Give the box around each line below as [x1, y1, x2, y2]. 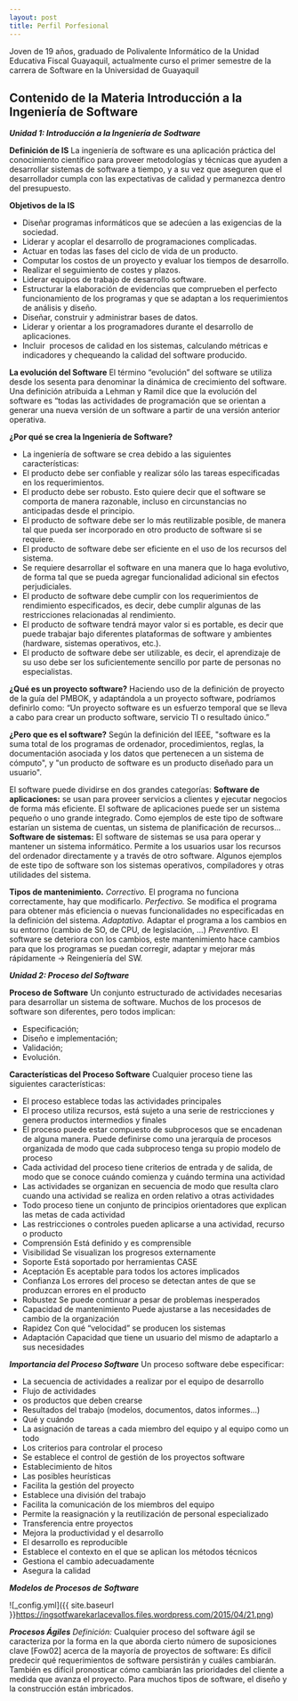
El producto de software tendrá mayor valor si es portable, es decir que [21, 620, 284, 630]
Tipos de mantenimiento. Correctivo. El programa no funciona [9, 887, 239, 897]
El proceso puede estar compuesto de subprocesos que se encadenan [21, 1124, 283, 1135]
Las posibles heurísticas [21, 1470, 111, 1482]
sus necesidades [21, 1341, 85, 1353]
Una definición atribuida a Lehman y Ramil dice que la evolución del [9, 386, 258, 397]
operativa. [9, 415, 46, 425]
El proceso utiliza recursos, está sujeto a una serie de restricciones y [21, 1106, 275, 1116]
